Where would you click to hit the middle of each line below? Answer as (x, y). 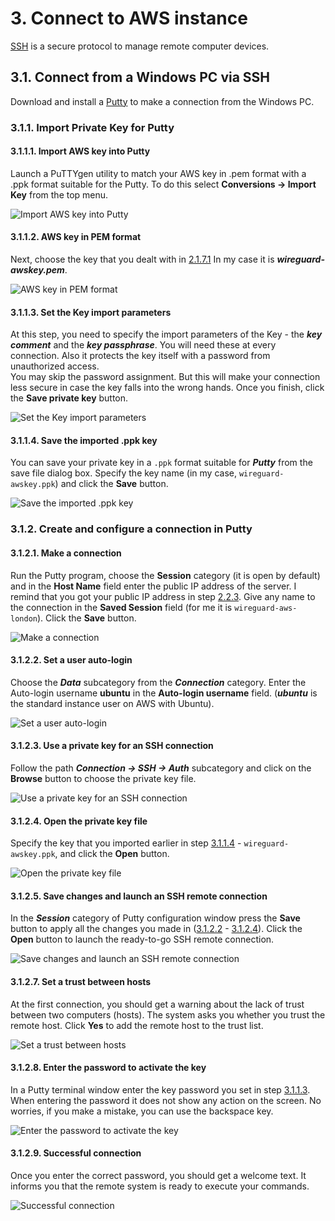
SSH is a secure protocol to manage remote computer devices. (140, 46)
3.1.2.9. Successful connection (76, 1153)
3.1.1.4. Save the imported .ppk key (84, 440)
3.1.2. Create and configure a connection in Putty (131, 529)
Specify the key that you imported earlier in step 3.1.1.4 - (126, 843)
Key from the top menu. (59, 194)
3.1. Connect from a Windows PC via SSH (140, 77)
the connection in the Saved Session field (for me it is (121, 607)
